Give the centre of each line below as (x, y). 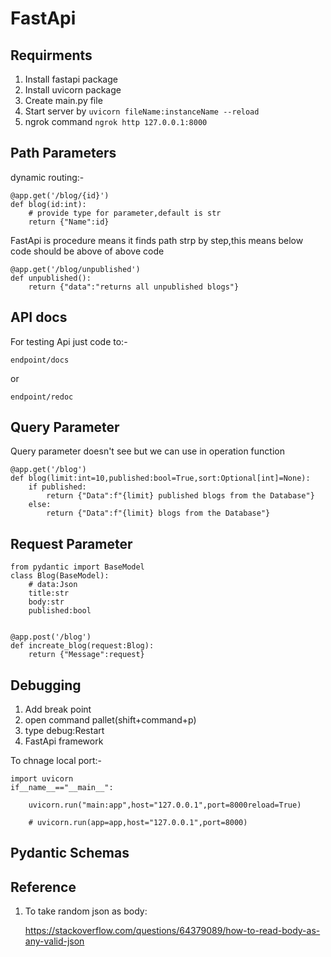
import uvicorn (42, 779)
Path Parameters (63, 153)
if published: (57, 487)
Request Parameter (71, 543)
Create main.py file (63, 100)
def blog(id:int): (48, 204)
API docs (39, 317)
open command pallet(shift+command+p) (110, 720)
